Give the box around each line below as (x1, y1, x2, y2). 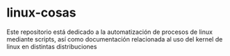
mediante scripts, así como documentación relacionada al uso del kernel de (6, 35, 223, 43)
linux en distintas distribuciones (6, 42, 97, 50)
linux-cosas (6, 5, 77, 21)
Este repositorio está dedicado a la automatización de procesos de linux (6, 28, 213, 36)
